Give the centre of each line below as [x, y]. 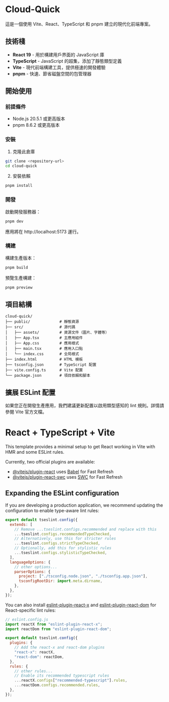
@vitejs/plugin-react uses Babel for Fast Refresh [63, 472]
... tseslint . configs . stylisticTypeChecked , [61, 553]
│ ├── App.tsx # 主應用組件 [44, 338]
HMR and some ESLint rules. [35, 452]
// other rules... [34, 671]
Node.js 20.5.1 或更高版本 [39, 119]
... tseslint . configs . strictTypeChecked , [57, 543]
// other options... [36, 567]
